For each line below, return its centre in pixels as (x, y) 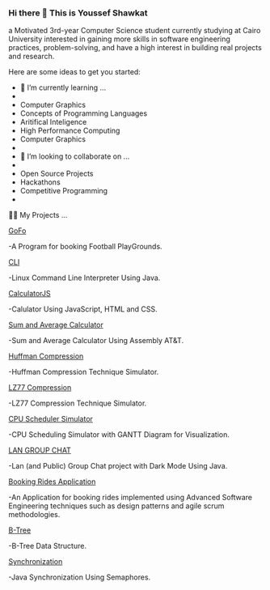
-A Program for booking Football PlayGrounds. (86, 247)
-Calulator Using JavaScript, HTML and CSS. (83, 309)
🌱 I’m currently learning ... (63, 87)
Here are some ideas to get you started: (75, 72)
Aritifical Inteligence (53, 122)
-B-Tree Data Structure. (48, 546)
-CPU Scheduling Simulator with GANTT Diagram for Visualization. (119, 435)
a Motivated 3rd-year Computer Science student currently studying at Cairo (135, 31)
